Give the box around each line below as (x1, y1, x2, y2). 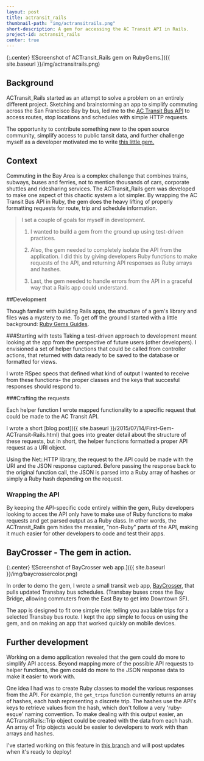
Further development (6, 637, 88, 648)
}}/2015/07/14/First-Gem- (110, 424, 174, 432)
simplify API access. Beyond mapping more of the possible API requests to (6, 659, 194, 667)
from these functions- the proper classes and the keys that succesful (6, 376, 180, 383)
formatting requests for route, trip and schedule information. (6, 204, 157, 212)
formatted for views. (6, 358, 57, 365)
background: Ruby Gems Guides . (6, 320, 90, 327)
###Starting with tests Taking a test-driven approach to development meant (6, 332, 197, 339)
